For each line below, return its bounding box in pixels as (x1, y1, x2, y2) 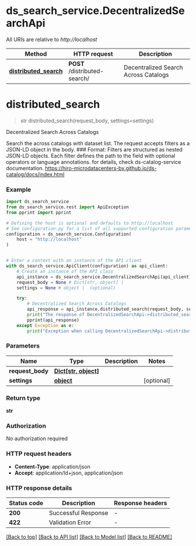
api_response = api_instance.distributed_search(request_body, (27, 306, 184, 313)
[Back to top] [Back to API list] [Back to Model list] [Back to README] (6, 534, 172, 541)
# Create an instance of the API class (16, 268, 114, 274)
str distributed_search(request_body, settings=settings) (20, 117, 155, 124)
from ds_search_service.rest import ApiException (6, 204, 129, 210)
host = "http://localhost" (16, 236, 82, 242)
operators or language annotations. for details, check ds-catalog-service (6, 158, 181, 165)
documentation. (6, 164, 44, 171)
